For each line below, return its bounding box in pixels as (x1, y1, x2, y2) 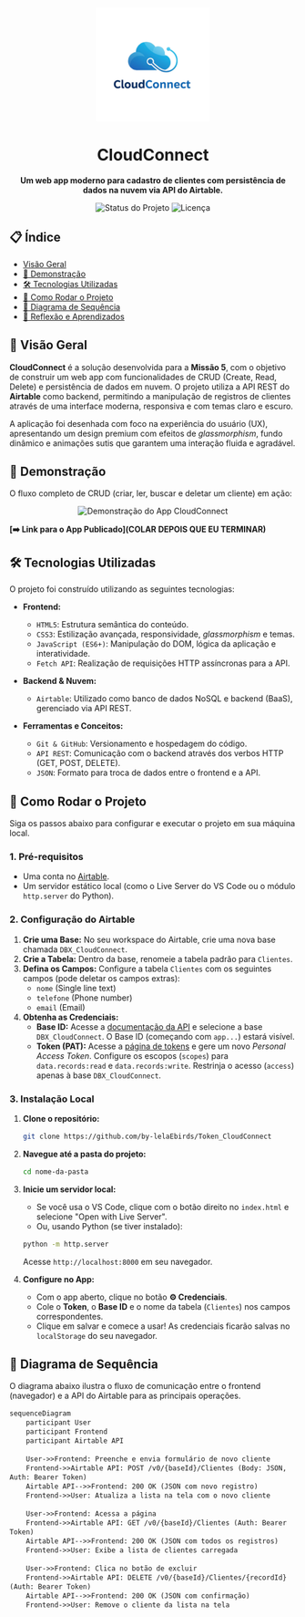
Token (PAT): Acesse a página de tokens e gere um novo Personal (36, 1041, 287, 1052)
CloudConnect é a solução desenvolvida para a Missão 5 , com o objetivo (9, 361, 287, 372)
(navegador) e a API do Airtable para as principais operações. (9, 1390, 241, 1402)
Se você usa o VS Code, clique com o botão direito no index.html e (36, 1201, 290, 1212)
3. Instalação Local (9, 1093, 95, 1105)
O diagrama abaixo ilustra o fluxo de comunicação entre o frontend (9, 1381, 261, 1392)
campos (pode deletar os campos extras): (22, 972, 180, 983)
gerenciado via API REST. (36, 703, 132, 714)
